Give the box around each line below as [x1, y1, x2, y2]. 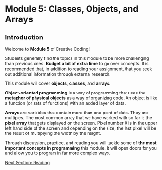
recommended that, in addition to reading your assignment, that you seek [5, 66, 152, 72]
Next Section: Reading [5, 160, 50, 165]
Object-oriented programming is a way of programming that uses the [5, 90, 146, 95]
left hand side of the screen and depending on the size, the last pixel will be [5, 125, 157, 131]
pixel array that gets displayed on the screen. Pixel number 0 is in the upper [5, 120, 157, 126]
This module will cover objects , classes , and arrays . [5, 80, 111, 86]
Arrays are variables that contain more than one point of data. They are [5, 110, 148, 115]
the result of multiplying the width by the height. [5, 131, 101, 136]
